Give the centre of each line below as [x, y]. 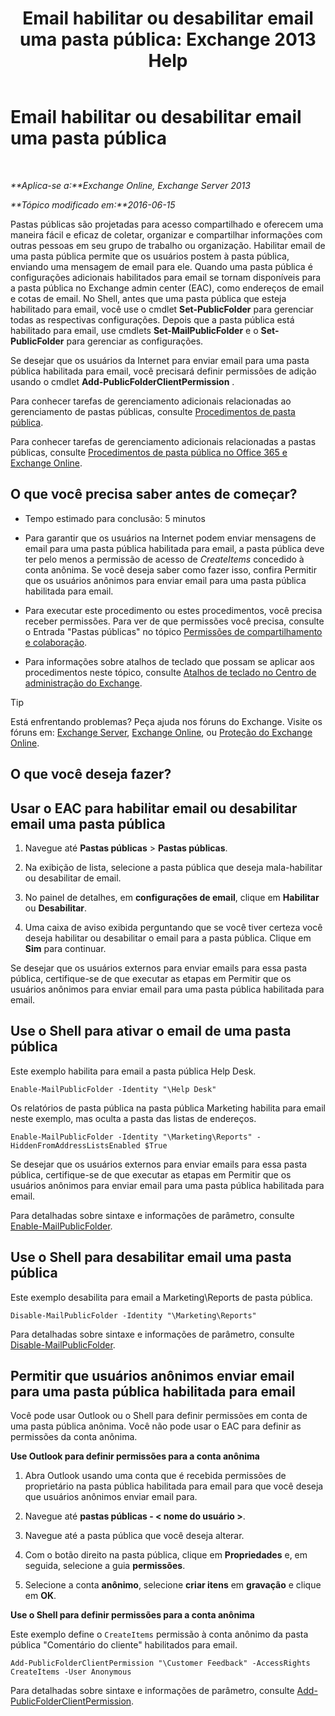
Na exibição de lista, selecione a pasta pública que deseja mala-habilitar [173, 867]
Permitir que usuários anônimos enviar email [152, 1375]
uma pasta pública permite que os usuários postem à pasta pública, [150, 256]
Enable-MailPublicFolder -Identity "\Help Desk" [113, 1089]
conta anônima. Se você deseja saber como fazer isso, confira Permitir [170, 569]
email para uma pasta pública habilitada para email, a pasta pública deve [174, 548]
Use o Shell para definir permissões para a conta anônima [132, 1615]
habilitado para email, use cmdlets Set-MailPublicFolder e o [134, 330]
